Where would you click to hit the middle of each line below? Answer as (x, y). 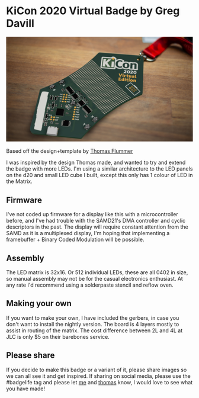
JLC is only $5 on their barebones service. (58, 336)
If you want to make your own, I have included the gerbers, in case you (93, 317)
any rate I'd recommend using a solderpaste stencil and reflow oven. (90, 285)
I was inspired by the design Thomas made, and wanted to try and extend (96, 163)
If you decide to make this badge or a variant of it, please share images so (97, 370)
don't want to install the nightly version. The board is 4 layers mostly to (93, 324)
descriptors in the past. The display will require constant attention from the (97, 227)
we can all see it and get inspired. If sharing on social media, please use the (98, 376)
